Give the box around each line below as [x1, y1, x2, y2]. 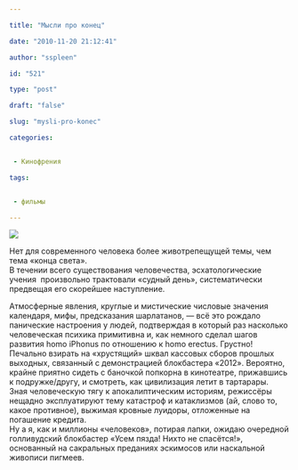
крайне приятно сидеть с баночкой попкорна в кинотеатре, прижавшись [9, 367, 287, 378]
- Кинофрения [12, 157, 62, 166]
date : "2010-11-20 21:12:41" [9, 36, 117, 45]
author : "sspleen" [9, 53, 77, 62]
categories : [9, 134, 53, 142]
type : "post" [9, 85, 58, 94]
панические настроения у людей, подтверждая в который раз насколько [9, 320, 288, 330]
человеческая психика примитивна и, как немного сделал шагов [9, 329, 258, 340]
